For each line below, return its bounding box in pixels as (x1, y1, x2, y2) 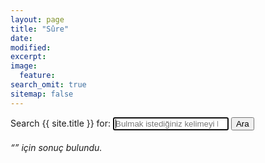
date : (10, 33, 33, 43)
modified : (10, 42, 52, 53)
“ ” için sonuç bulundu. (10, 142, 103, 154)
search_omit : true (10, 80, 87, 90)
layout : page (10, 14, 65, 25)
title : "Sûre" (10, 24, 70, 34)
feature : (19, 71, 56, 81)
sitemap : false (10, 89, 74, 99)
